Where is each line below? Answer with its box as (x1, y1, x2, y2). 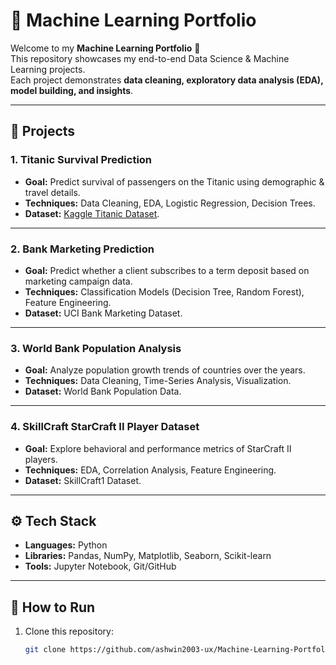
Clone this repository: (24, 625, 114, 638)
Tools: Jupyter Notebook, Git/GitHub (24, 560, 177, 573)
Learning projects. (10, 63, 86, 75)
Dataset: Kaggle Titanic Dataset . (24, 207, 160, 219)
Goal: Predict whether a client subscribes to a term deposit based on (24, 264, 310, 276)
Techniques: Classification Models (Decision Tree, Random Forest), (24, 285, 305, 298)
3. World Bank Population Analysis (10, 341, 182, 355)
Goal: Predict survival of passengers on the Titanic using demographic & (24, 175, 325, 188)
